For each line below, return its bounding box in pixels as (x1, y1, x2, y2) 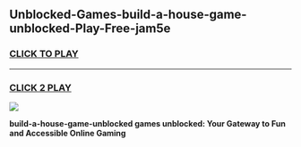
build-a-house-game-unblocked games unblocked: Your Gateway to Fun (9, 118, 287, 128)
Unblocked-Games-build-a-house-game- (9, 7, 247, 22)
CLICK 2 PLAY (9, 81, 72, 94)
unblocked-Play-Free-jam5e (9, 21, 171, 37)
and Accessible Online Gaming (9, 127, 126, 138)
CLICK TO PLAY (9, 48, 79, 61)
